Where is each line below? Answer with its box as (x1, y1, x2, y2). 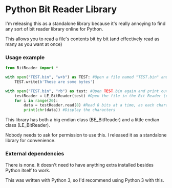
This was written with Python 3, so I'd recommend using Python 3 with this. (5, 177, 165, 183)
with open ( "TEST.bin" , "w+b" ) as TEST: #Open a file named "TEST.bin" (5, 75, 159, 80)
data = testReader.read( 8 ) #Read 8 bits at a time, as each (24, 103, 155, 108)
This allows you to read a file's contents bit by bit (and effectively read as (5, 36, 160, 42)
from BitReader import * (5, 65, 58, 71)
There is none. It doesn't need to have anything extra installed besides (5, 162, 154, 168)
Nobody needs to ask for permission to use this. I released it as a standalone (5, 132, 167, 138)
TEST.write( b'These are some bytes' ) (14, 79, 95, 85)
